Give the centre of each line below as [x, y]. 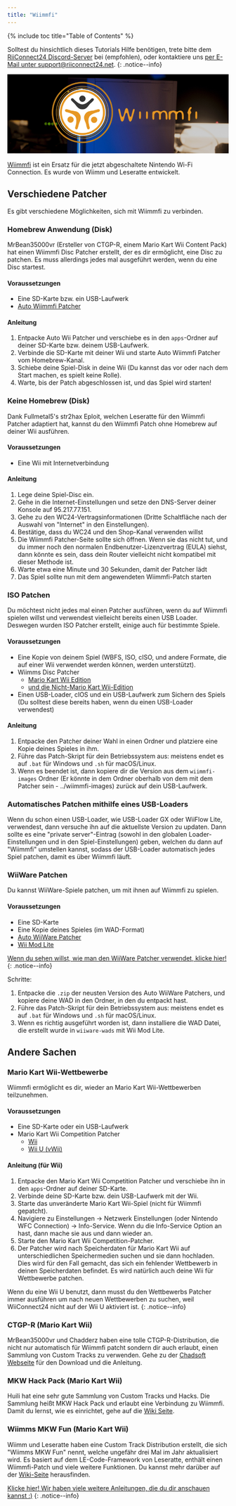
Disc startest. [26, 266]
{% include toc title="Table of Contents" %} [71, 36]
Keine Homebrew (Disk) [48, 401]
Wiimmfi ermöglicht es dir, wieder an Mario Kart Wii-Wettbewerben [104, 1088]
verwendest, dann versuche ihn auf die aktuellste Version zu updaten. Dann [117, 827]
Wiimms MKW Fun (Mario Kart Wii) [68, 1429]
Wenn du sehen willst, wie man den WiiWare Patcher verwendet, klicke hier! [117, 958]
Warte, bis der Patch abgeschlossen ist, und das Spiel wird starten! [114, 382]
